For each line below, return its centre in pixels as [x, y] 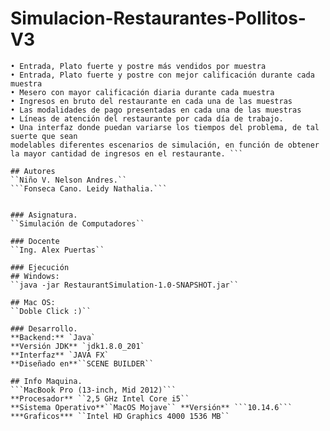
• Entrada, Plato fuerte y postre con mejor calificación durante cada [162, 75]
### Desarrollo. [44, 328]
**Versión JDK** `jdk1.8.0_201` [77, 346]
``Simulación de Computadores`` [77, 223]
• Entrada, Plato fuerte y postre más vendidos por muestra [138, 66]
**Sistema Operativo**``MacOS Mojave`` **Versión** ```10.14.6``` [151, 407]
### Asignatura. [44, 215]
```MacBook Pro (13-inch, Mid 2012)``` [93, 390]
